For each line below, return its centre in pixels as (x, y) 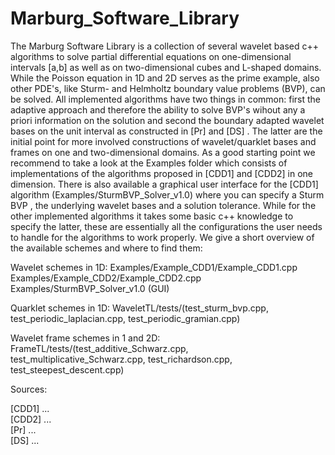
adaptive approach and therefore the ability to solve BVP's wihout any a (158, 109)
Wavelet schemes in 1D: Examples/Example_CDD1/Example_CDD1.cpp (154, 267)
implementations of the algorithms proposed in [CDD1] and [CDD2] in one (162, 173)
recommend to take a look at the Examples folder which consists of (149, 163)
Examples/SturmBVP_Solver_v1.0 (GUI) (90, 288)
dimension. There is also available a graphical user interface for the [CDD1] (164, 184)
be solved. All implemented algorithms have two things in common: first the (165, 99)
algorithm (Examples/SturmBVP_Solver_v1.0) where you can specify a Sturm (167, 194)
